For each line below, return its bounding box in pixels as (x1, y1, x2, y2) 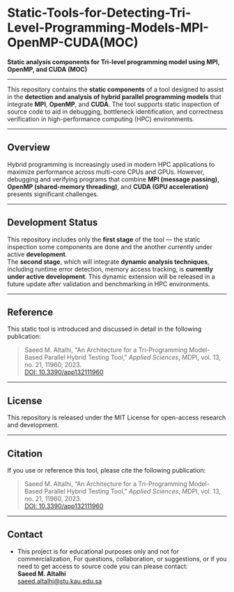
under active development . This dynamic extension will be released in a (7, 272, 216, 281)
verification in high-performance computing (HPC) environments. (7, 114, 195, 123)
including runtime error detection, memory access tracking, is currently (7, 265, 214, 273)
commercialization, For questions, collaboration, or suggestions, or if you (17, 554, 227, 563)
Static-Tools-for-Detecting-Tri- (7, 5, 192, 21)
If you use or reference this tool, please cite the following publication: (7, 466, 206, 474)
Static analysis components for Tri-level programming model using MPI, (7, 57, 220, 66)
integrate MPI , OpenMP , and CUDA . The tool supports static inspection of (7, 100, 219, 108)
